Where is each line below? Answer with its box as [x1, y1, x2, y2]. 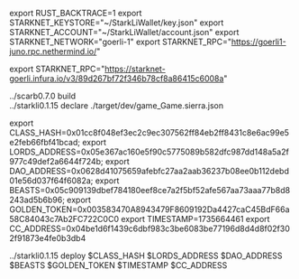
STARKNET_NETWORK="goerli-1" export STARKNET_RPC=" [9, 36, 232, 47]
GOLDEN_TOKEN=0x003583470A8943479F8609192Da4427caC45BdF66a [9, 204, 290, 215]
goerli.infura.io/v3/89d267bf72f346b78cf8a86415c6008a [9, 73, 224, 84]
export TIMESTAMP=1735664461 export [121, 214, 270, 224]
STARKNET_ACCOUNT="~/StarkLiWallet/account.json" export [9, 27, 240, 37]
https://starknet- [104, 63, 167, 74]
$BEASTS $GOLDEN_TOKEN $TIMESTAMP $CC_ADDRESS [9, 260, 228, 270]
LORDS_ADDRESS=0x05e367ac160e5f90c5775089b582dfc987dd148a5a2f [9, 146, 290, 157]
